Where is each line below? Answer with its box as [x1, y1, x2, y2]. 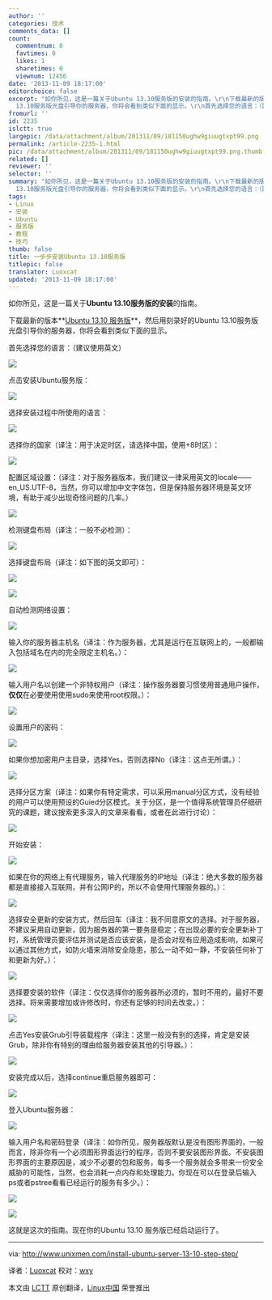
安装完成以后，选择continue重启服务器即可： [8, 1073, 159, 1082]
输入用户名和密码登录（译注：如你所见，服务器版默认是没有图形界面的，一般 [8, 1137, 264, 1147]
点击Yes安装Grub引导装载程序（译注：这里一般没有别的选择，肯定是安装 [8, 1030, 250, 1040]
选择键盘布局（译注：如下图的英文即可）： [8, 558, 147, 567]
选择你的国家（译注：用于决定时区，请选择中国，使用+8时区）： [8, 440, 220, 450]
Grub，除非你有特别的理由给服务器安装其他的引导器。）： [8, 1040, 196, 1050]
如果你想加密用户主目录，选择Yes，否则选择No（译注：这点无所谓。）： [8, 754, 243, 765]
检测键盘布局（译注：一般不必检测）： [8, 525, 133, 535]
